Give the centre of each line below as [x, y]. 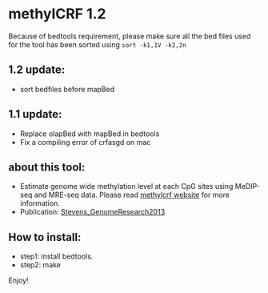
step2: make [40, 265]
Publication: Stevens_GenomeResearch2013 [92, 212]
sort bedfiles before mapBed [67, 89]
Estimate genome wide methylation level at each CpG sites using [126, 187]
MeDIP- [247, 187]
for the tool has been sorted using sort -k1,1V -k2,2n [97, 44]
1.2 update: [37, 70]
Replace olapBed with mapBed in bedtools [90, 134]
